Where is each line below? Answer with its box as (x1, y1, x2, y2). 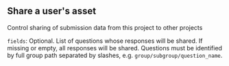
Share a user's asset (7, 5, 97, 17)
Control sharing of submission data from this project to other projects (7, 23, 203, 31)
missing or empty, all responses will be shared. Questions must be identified (7, 44, 223, 52)
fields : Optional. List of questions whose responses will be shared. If (7, 37, 203, 45)
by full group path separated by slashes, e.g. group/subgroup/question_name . (7, 51, 223, 59)
